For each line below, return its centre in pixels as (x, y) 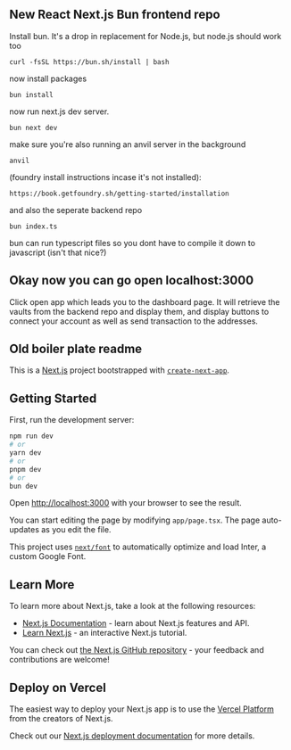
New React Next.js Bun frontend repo (115, 15)
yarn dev (25, 453)
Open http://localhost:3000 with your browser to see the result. (126, 503)
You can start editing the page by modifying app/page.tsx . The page (135, 520)
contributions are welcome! (59, 660)
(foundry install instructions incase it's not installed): (106, 177)
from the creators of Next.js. (61, 718)
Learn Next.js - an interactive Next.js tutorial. (104, 633)
